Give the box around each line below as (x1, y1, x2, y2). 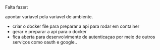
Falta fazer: (5, 4, 28, 10)
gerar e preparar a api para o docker (12, 29, 87, 34)
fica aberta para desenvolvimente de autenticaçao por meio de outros (12, 34, 155, 40)
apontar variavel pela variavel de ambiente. (5, 14, 93, 19)
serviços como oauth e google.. (12, 39, 77, 45)
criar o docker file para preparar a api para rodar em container (12, 23, 140, 29)
